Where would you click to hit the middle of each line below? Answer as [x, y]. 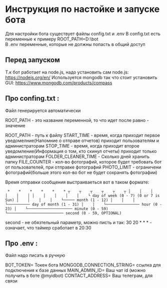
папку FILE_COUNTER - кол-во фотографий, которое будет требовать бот [83, 161]
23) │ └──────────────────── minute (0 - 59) [57, 208]
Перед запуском [32, 60]
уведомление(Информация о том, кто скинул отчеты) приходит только [81, 151]
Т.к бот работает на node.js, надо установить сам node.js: [67, 72]
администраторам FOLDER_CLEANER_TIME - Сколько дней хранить [77, 156]
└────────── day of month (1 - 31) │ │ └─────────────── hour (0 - [84, 204]
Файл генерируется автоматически [43, 110]
